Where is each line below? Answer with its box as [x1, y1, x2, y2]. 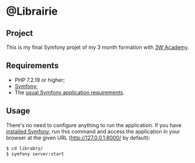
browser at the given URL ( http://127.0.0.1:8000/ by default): [6, 134, 151, 141]
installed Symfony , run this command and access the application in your [6, 128, 180, 135]
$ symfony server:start [6, 151, 65, 157]
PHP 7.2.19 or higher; [14, 76, 65, 84]
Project [6, 28, 33, 38]
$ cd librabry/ [6, 145, 43, 151]
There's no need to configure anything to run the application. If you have [6, 121, 182, 128]
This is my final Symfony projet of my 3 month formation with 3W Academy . [6, 44, 189, 51]
